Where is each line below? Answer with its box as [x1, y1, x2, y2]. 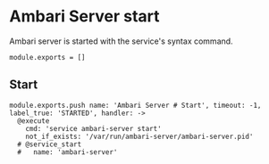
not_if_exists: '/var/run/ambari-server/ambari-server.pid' [25, 132, 254, 141]
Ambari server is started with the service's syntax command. [9, 36, 234, 46]
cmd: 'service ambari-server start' [25, 124, 163, 133]
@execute [17, 116, 50, 126]
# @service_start [17, 140, 82, 149]
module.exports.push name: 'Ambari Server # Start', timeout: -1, [9, 101, 262, 110]
